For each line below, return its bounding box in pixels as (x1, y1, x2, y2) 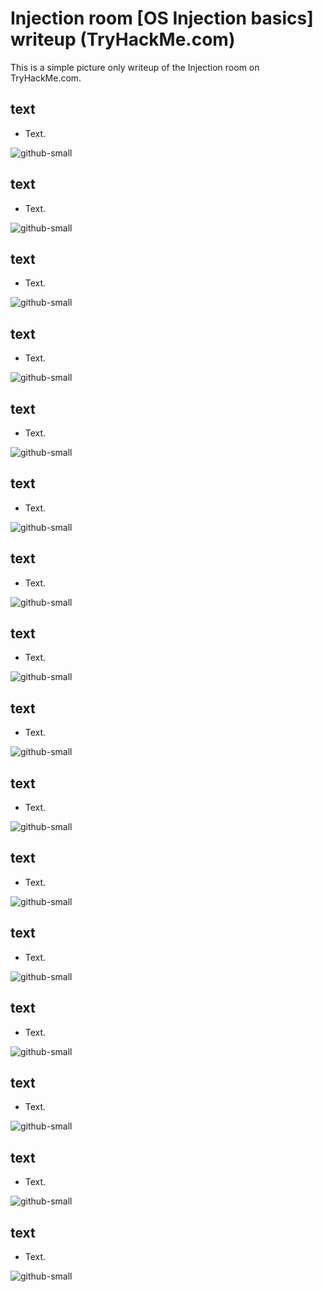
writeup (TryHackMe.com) (10, 28, 236, 51)
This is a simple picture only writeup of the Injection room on (10, 61, 260, 73)
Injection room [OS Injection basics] (10, 7, 314, 30)
